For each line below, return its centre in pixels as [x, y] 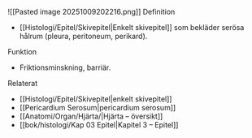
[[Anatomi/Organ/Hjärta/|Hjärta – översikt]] [91, 116]
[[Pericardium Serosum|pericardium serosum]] [98, 108]
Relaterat [23, 83]
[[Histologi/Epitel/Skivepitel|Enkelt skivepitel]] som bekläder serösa [132, 27]
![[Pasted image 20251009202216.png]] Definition [91, 12]
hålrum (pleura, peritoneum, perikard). [83, 36]
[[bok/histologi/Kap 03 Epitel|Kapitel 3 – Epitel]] [99, 125]
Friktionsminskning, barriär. [65, 67]
